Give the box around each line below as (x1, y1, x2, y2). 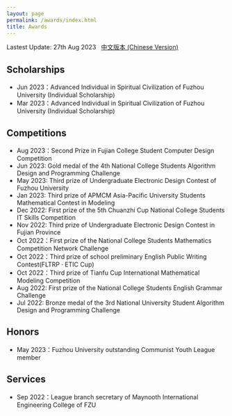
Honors (6, 326, 40, 338)
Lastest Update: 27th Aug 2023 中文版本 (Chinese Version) (6, 43, 179, 51)
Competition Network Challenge (16, 244, 109, 253)
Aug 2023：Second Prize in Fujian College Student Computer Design (16, 147, 215, 154)
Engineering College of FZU (16, 401, 97, 409)
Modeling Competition (16, 276, 81, 285)
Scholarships (6, 63, 65, 75)
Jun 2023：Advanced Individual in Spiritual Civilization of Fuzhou (16, 83, 204, 91)
